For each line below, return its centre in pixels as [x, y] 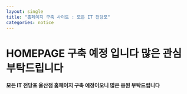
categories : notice [30, 22]
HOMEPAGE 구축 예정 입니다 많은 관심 [94, 53]
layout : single [25, 11]
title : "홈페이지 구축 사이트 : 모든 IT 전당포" [58, 17]
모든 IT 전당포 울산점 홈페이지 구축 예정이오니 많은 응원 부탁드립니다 [83, 85]
